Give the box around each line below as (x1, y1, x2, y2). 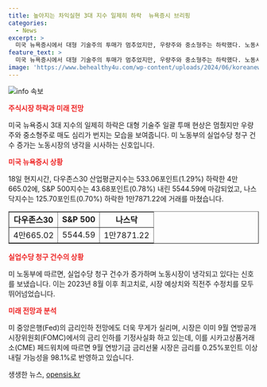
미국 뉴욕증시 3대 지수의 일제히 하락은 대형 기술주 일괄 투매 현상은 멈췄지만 (8, 120, 240, 130)
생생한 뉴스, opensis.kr (8, 369, 81, 379)
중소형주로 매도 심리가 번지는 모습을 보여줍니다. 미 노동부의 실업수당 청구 (22, 130, 248, 139)
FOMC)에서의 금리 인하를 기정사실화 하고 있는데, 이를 (42, 332, 208, 342)
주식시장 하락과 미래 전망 (8, 103, 84, 112)
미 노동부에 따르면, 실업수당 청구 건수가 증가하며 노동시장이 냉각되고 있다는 (8, 268, 240, 279)
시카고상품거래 (209, 332, 255, 342)
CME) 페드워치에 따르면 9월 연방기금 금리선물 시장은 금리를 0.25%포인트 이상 (17, 342, 258, 352)
